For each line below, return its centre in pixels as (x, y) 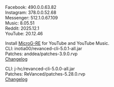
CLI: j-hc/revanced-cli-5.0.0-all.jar (40, 69)
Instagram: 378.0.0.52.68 (31, 12)
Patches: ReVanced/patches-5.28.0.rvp (45, 74)
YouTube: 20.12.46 (24, 34)
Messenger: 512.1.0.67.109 (31, 18)
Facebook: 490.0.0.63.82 (31, 7)
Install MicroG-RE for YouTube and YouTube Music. (57, 43)
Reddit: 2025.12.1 (22, 28)
